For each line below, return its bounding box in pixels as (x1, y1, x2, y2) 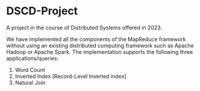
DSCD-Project (6, 4, 78, 18)
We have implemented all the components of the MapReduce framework (6, 35, 186, 43)
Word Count (14, 66, 45, 73)
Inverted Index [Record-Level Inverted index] (14, 72, 127, 80)
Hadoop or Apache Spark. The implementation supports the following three (6, 48, 193, 55)
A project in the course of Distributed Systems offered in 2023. (6, 24, 163, 31)
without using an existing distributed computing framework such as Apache (6, 42, 194, 49)
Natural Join (14, 79, 46, 86)
